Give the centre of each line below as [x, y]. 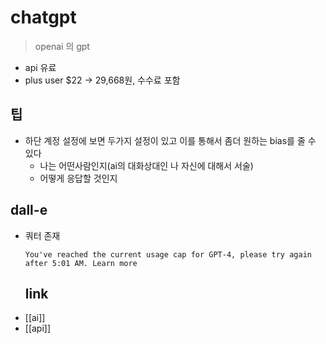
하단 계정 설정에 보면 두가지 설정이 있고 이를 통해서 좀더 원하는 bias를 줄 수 [170, 140]
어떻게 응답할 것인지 [78, 178]
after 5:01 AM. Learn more [81, 263]
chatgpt [43, 17]
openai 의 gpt [62, 46]
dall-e [29, 210]
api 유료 [40, 67]
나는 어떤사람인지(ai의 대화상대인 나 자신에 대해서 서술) [146, 165]
